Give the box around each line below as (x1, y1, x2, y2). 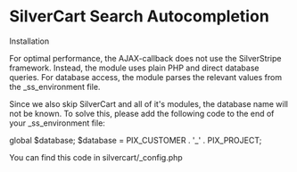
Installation (9, 36, 50, 46)
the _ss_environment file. (9, 81, 101, 92)
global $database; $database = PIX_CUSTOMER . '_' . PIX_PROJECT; (9, 135, 262, 145)
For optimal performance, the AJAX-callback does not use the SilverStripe (9, 53, 282, 63)
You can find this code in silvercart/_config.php (9, 152, 183, 162)
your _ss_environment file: (9, 118, 105, 128)
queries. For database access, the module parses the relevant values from (9, 71, 283, 82)
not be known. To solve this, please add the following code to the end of (9, 108, 275, 119)
